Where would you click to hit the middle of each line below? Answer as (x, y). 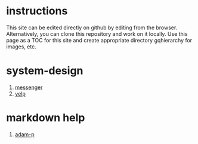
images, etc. (21, 47)
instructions (37, 11)
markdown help (46, 118)
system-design (45, 71)
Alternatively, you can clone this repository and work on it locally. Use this (97, 33)
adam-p (24, 134)
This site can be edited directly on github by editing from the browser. (92, 27)
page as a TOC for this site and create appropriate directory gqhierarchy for (99, 40)
